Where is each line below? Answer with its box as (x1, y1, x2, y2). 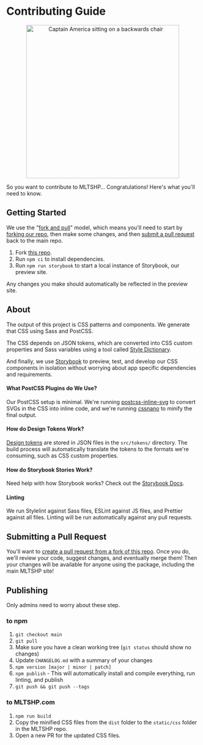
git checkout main (15, 632, 62, 638)
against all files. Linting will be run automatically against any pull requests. (6, 514, 193, 521)
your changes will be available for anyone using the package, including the (6, 561, 194, 568)
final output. (6, 411, 37, 418)
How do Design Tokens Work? (6, 425, 84, 433)
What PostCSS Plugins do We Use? (6, 384, 97, 392)
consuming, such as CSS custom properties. (6, 452, 119, 459)
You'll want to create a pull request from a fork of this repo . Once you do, (6, 548, 191, 556)
